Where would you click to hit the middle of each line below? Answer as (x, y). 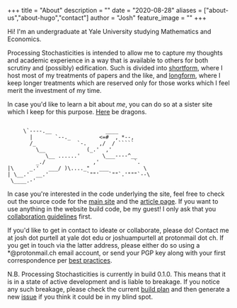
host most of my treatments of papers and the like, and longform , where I (114, 75)
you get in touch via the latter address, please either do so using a (104, 245)
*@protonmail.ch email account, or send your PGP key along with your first (117, 253)
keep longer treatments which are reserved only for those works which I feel (118, 83)
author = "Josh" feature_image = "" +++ (149, 18)
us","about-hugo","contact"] (48, 18)
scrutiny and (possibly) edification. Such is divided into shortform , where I (115, 68)
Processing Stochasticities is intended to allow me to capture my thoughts (115, 53)
